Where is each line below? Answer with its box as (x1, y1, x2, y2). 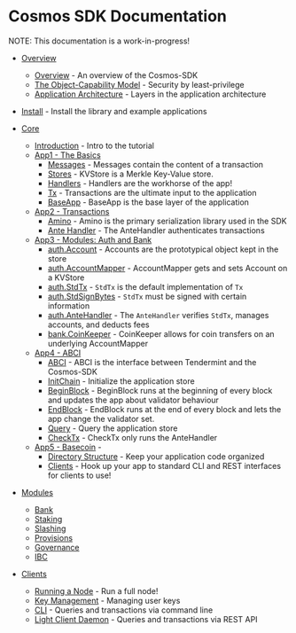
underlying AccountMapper (47, 338, 148, 348)
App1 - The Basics (34, 149, 101, 160)
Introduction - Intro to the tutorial (34, 140, 154, 151)
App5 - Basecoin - (34, 442, 103, 452)
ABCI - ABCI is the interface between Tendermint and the (47, 356, 257, 367)
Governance (34, 542, 80, 552)
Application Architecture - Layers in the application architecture (34, 89, 267, 99)
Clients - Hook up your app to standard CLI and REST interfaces (47, 460, 281, 471)
